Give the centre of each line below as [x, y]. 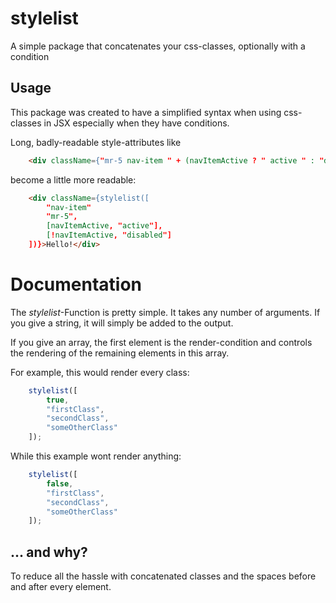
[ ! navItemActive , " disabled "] [109, 235]
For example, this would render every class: [100, 372]
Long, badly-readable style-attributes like [96, 142]
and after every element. [61, 587]
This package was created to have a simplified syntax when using [146, 112]
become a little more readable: [73, 179]
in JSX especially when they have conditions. [136, 123]
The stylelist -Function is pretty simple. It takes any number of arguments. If [165, 312]
